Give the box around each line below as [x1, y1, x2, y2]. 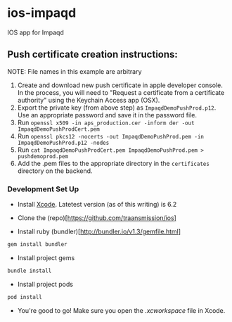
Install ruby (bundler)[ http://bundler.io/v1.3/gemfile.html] [17, 227, 181, 236]
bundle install [7, 267, 52, 274]
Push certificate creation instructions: [7, 49, 178, 60]
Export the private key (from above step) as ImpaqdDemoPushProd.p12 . [17, 103, 217, 112]
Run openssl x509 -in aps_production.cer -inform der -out [17, 118, 195, 127]
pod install [7, 293, 42, 300]
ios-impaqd [7, 5, 77, 21]
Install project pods [17, 280, 74, 288]
